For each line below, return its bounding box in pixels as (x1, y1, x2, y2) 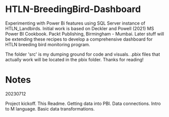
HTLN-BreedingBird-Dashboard (5, 4, 141, 15)
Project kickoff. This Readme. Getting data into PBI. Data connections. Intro (5, 100, 161, 106)
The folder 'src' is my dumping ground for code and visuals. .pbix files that (5, 51, 160, 57)
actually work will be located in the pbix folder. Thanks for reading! (5, 56, 144, 62)
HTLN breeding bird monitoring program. (5, 41, 90, 47)
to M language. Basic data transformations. (5, 105, 95, 111)
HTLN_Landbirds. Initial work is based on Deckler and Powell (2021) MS (5, 25, 154, 31)
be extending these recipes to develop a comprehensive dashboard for (5, 36, 153, 42)
